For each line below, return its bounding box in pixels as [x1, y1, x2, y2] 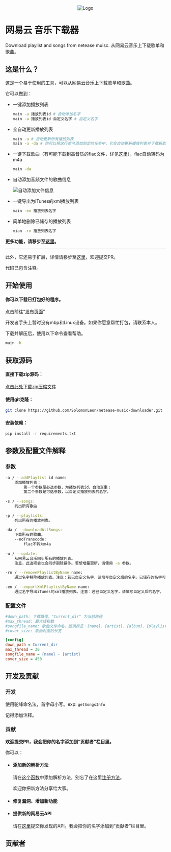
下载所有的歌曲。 [14, 532, 45, 537]
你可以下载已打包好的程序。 [5, 296, 64, 302]
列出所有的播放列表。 [14, 518, 52, 523]
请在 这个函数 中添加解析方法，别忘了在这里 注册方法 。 [12, 774, 125, 780]
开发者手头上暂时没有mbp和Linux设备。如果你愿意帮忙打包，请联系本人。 [5, 319, 160, 326]
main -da [12, 167, 32, 172]
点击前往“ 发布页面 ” [5, 309, 45, 315]
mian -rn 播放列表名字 [12, 228, 56, 233]
